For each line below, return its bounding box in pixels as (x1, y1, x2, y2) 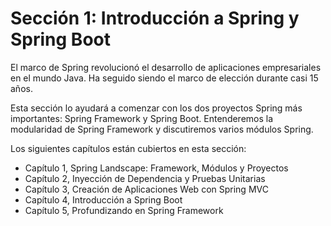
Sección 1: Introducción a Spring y (10, 7, 300, 30)
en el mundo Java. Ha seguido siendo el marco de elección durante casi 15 (10, 72, 319, 84)
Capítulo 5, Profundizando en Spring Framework (24, 204, 224, 216)
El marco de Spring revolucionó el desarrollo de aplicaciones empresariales (10, 61, 322, 73)
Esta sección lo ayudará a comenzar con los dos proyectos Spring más (10, 102, 303, 114)
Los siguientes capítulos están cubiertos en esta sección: (10, 142, 247, 154)
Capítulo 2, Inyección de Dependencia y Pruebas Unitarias (24, 172, 266, 184)
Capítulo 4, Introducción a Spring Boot (24, 193, 183, 206)
